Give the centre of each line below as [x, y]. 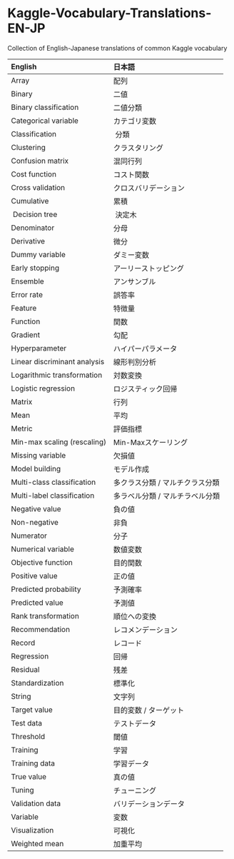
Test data [27, 723]
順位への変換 [135, 616]
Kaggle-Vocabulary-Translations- [110, 13]
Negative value [36, 508]
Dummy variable [39, 254]
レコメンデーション [146, 630]
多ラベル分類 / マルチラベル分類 [166, 496]
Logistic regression [43, 388]
